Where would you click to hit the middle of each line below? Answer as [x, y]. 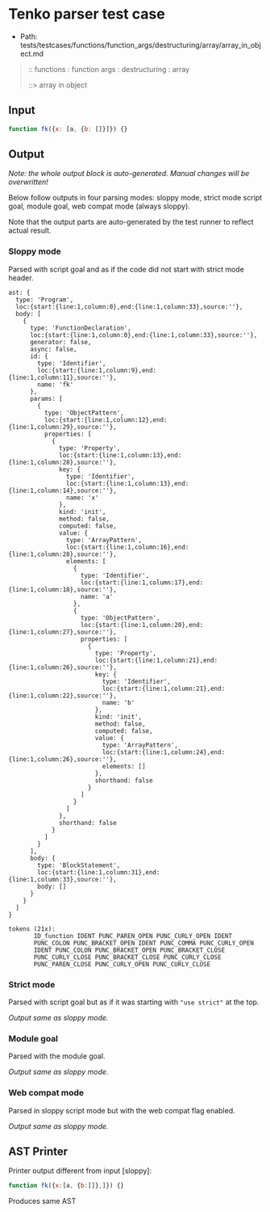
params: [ [46, 398]
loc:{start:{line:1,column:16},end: [127, 547]
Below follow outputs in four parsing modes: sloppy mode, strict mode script [135, 198]
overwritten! [28, 182]
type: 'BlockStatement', [79, 865]
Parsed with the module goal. [57, 1056]
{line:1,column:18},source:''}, [62, 589]
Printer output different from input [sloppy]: [80, 1171]
